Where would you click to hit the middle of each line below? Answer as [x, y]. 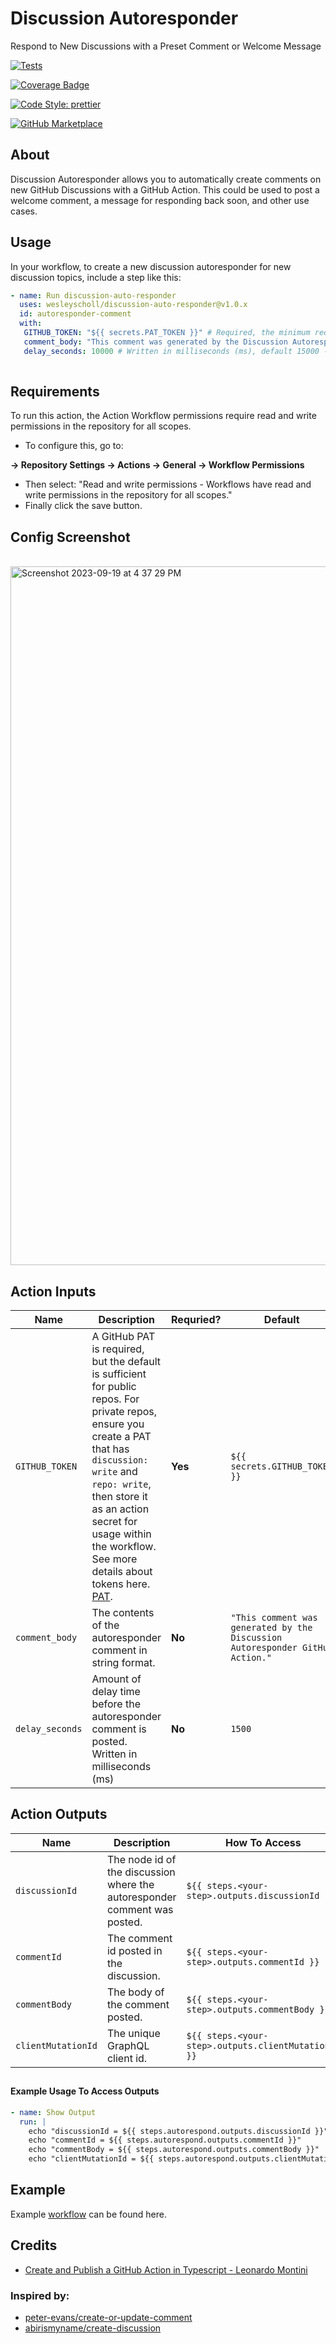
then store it [119, 1496]
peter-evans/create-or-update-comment [108, 2317]
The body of [135, 1992]
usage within [121, 1534]
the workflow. [124, 1546]
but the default [126, 1361]
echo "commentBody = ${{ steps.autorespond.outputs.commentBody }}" [174, 2150]
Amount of [116, 1679]
